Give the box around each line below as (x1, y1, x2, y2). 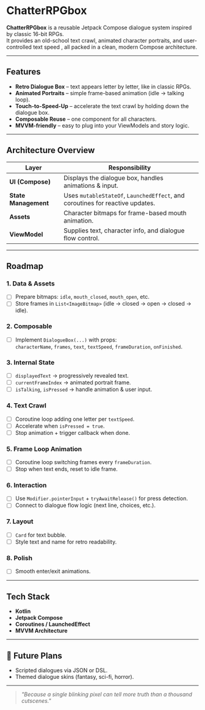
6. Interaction (6, 481, 47, 490)
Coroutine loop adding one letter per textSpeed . (15, 415, 135, 423)
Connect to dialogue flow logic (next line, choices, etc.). (15, 501, 156, 509)
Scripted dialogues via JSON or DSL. (15, 666, 108, 674)
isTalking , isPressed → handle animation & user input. (15, 385, 153, 393)
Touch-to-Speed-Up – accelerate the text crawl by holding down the (15, 102, 189, 110)
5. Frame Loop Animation (6, 445, 82, 453)
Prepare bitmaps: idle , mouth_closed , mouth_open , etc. (15, 293, 149, 301)
